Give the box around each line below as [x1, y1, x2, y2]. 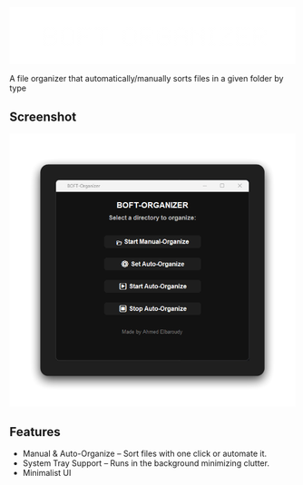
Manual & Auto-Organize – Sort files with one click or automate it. [22, 448, 268, 460]
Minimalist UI [22, 468, 72, 479]
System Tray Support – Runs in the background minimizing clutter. [22, 458, 270, 469]
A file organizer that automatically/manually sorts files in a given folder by [9, 73, 284, 84]
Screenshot [9, 109, 77, 124]
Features [9, 424, 61, 440]
